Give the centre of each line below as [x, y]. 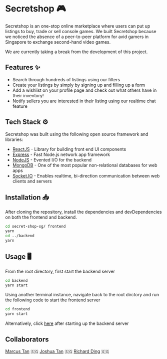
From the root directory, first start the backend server [60, 271]
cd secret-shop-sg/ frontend [35, 227]
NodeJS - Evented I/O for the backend [52, 159]
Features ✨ [23, 67]
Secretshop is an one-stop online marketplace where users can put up [78, 26]
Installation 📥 [27, 197]
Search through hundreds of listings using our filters [66, 79]
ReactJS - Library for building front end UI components [69, 149]
